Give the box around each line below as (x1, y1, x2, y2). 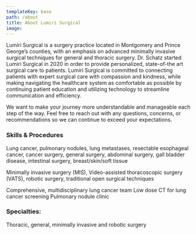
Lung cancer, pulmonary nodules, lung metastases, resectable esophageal (6, 144, 189, 151)
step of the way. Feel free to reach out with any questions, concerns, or (6, 110, 181, 117)
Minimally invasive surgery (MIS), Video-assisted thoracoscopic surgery (6, 169, 183, 176)
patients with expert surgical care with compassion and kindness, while (6, 73, 181, 80)
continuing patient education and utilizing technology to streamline (6, 86, 170, 93)
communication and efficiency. (6, 92, 82, 99)
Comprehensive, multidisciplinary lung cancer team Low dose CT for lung (6, 186, 186, 194)
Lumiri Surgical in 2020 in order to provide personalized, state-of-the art (6, 61, 184, 68)
